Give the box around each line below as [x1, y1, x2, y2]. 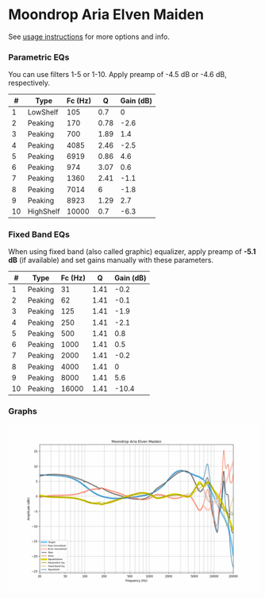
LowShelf [27, 107, 59, 117]
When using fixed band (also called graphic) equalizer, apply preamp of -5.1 [8, 247, 256, 257]
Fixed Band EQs [8, 229, 70, 240]
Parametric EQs [8, 52, 70, 63]
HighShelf [27, 206, 60, 216]
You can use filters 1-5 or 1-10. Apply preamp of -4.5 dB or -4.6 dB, [8, 70, 228, 79]
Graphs [8, 406, 37, 417]
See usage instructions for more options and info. [8, 32, 171, 41]
